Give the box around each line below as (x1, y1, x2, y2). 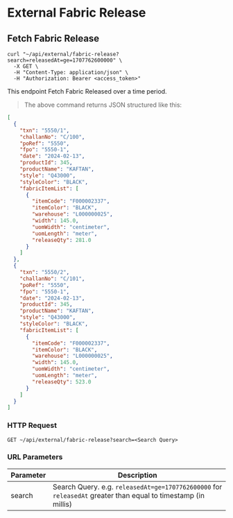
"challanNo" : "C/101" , (19, 275, 85, 282)
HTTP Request (7, 421, 58, 431)
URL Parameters (7, 452, 63, 462)
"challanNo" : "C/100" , (19, 133, 85, 140)
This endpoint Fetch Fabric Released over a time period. (7, 87, 168, 95)
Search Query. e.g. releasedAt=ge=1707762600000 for (52, 482, 223, 492)
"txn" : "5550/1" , (19, 127, 70, 134)
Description (117, 470, 157, 480)
